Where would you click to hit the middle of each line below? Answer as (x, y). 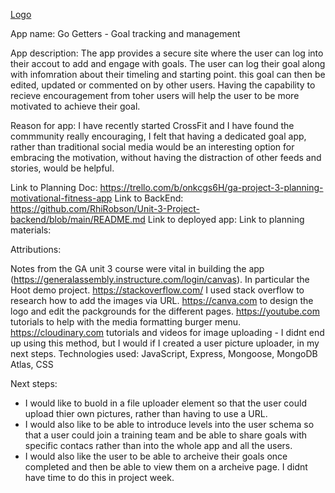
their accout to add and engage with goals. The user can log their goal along (168, 63)
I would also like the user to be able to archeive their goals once (156, 456)
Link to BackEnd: (149, 198)
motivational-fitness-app (61, 198)
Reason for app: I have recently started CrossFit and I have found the (152, 125)
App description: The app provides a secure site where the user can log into (167, 53)
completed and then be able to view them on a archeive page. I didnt (166, 467)
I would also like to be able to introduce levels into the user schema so (169, 424)
